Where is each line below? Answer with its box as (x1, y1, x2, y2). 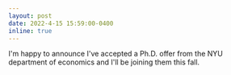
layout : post (8, 11, 52, 20)
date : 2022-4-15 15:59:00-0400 (8, 19, 114, 27)
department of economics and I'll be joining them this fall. (8, 57, 200, 67)
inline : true (8, 27, 52, 35)
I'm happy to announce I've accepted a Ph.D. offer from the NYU (8, 49, 224, 59)
